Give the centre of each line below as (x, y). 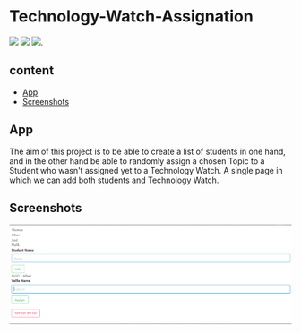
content (32, 70)
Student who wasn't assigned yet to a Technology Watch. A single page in (146, 170)
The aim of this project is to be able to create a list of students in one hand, (148, 151)
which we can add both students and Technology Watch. (114, 180)
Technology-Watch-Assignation (131, 17)
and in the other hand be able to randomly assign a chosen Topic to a (137, 161)
